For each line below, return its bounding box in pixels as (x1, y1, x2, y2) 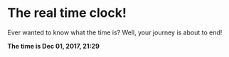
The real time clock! (7, 5, 127, 21)
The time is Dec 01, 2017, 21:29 (7, 42, 100, 50)
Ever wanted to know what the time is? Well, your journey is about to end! (7, 28, 223, 37)
